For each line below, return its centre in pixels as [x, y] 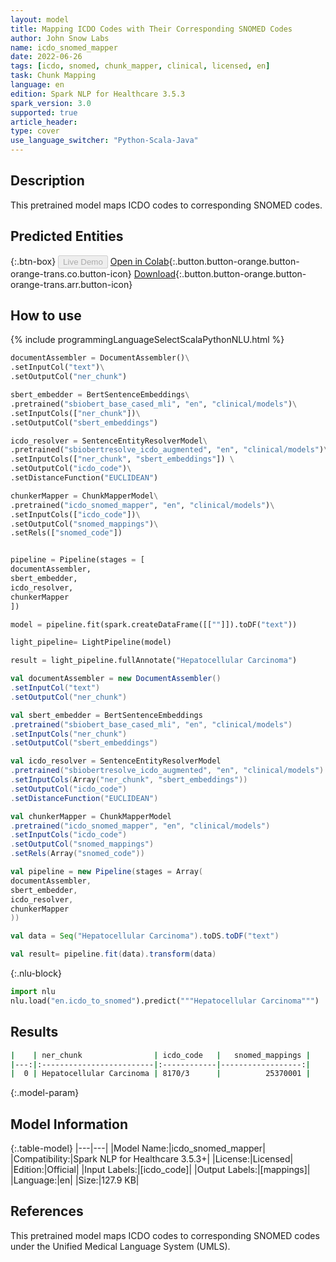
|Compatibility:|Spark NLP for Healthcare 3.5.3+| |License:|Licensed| [152, 1159]
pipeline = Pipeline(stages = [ [77, 560]
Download [155, 273]
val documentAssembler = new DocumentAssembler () [116, 679]
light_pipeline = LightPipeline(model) [91, 642]
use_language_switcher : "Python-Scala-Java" [104, 141]
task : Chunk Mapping [53, 76]
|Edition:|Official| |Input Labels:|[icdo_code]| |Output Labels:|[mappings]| [160, 1170]
